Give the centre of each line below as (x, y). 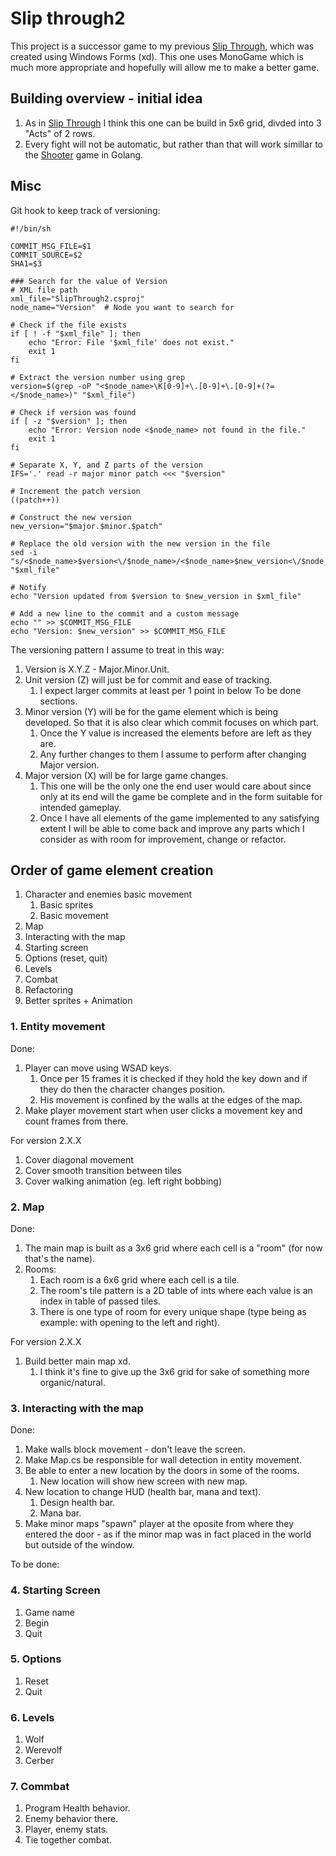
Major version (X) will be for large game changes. (126, 775)
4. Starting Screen (55, 1590)
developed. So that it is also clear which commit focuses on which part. (172, 722)
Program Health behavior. (77, 1808)
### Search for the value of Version (89, 281)
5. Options (36, 1659)
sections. (58, 701)
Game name (50, 1612)
